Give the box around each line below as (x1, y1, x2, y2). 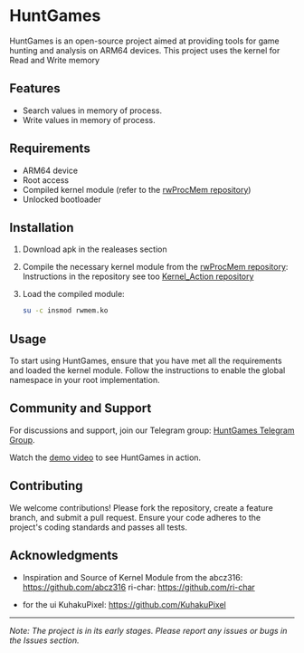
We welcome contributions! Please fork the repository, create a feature (9, 502, 273, 513)
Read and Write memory (9, 54, 100, 65)
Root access (22, 174, 70, 186)
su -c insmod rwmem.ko (22, 306, 109, 315)
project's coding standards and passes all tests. (9, 522, 188, 533)
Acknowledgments (9, 548, 119, 563)
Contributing (9, 478, 83, 494)
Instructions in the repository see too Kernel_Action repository (22, 271, 254, 282)
